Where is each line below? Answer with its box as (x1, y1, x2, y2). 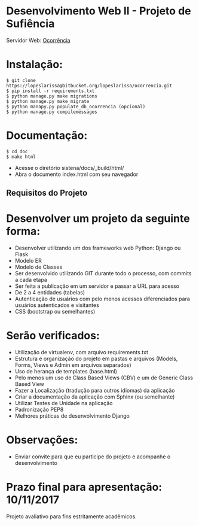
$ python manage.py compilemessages (6, 109, 97, 115)
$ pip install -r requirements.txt (6, 88, 95, 94)
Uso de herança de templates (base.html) (14, 368, 118, 375)
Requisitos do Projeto (6, 188, 88, 198)
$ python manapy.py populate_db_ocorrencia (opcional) (6, 104, 146, 110)
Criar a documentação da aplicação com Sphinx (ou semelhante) (14, 393, 175, 400)
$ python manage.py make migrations (6, 93, 97, 99)
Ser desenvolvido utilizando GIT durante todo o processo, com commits (14, 270, 192, 277)
